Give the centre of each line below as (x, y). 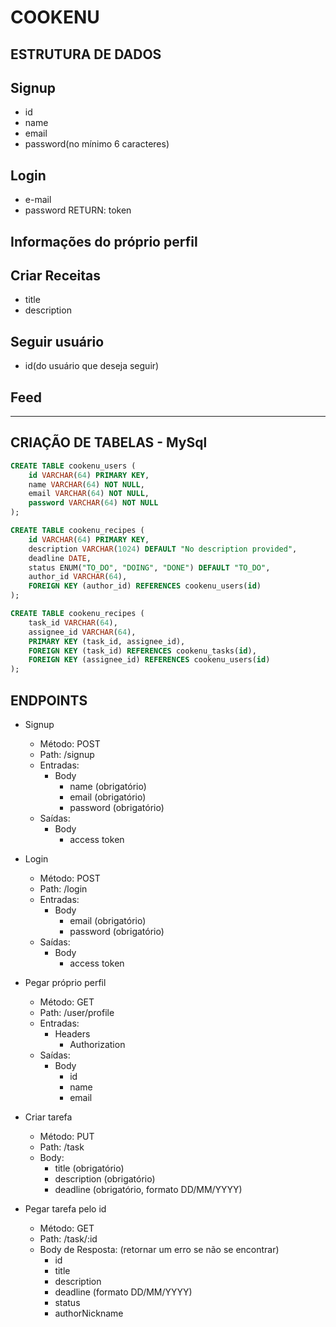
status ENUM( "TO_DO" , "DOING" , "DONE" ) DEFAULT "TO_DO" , (149, 567)
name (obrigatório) (108, 787)
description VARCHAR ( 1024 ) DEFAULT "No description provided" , (163, 549)
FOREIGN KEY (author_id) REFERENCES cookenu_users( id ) (145, 586)
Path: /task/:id (68, 1239)
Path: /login (63, 889)
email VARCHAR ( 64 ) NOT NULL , (89, 494)
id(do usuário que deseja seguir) (92, 366)
